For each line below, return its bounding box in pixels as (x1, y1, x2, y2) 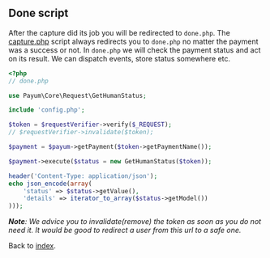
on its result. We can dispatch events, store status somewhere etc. (8, 53, 231, 63)
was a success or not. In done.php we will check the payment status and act (8, 44, 261, 55)
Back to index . (8, 241, 57, 251)
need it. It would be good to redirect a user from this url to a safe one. (8, 226, 242, 235)
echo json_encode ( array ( (8, 180, 92, 188)
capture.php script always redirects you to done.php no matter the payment (8, 36, 259, 46)
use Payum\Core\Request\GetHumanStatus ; (8, 91, 148, 99)
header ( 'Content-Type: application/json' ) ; (8, 171, 158, 180)
